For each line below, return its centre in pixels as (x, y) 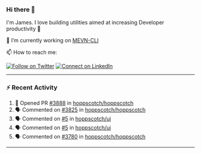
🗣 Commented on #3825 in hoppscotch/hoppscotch (80, 109)
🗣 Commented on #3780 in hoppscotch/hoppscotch (80, 136)
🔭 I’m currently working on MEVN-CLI (52, 41)
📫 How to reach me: (32, 53)
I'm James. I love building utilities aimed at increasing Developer (85, 23)
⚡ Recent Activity (32, 88)
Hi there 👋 (21, 10)
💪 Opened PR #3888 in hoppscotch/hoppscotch (74, 103)
